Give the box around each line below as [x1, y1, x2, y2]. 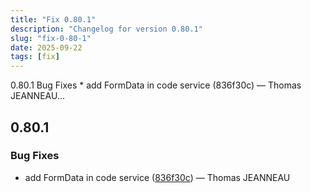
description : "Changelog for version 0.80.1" [10, 24, 203, 34]
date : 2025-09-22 [10, 42, 83, 53]
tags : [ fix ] [10, 52, 60, 62]
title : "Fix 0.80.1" [10, 14, 97, 25]
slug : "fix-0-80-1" [10, 33, 92, 43]
